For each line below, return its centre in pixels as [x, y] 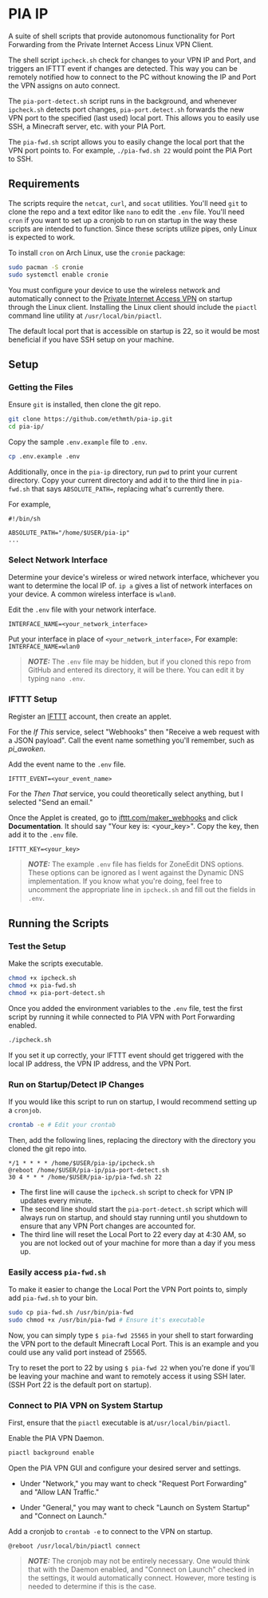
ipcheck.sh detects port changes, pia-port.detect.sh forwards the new [126, 109]
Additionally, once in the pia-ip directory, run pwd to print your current [123, 471]
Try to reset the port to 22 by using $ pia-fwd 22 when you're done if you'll [132, 1367]
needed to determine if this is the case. [92, 1586]
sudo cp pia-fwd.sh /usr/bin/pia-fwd [71, 1313]
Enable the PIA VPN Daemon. [57, 1438]
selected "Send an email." [51, 803]
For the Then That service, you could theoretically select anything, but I [126, 794]
